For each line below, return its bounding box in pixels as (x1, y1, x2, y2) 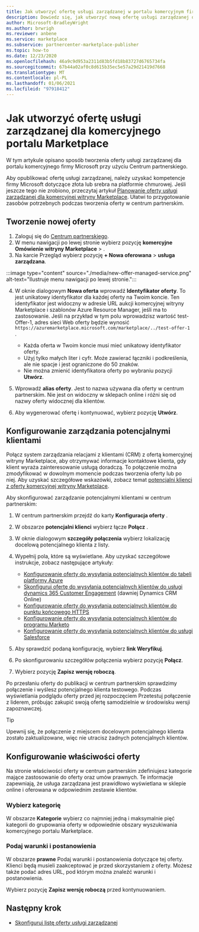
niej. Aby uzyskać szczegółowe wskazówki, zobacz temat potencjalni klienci (6, 476, 192, 484)
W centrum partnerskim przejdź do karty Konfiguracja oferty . (14, 512, 168, 519)
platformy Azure (23, 577, 63, 584)
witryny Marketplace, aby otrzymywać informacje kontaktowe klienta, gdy (6, 457, 187, 465)
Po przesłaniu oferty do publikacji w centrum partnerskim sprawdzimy (6, 680, 178, 687)
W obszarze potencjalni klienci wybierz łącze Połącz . (14, 523, 148, 530)
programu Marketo (23, 621, 70, 628)
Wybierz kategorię (6, 801, 61, 810)
